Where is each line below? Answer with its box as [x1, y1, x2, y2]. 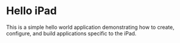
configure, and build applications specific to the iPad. [6, 29, 137, 37]
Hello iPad [6, 4, 57, 18]
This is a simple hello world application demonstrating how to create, [6, 24, 175, 31]
